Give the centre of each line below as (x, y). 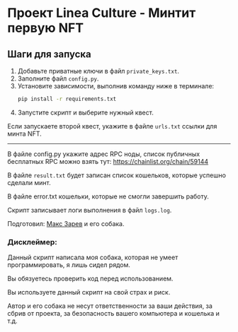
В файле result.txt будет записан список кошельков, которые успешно (117, 175)
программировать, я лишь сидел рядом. (69, 265)
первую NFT (45, 28)
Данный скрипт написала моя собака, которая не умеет (93, 257)
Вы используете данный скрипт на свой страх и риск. (89, 292)
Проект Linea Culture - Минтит (102, 13)
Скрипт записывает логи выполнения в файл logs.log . (90, 210)
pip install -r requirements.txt (67, 99)
